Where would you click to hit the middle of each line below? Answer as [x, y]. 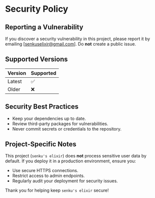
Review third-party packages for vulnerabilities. [60, 124]
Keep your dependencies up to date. [49, 118]
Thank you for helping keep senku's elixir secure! [57, 190]
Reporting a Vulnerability [44, 27]
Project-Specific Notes [41, 144]
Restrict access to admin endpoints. [48, 176]
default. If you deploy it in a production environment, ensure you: [71, 161]
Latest [15, 81]
